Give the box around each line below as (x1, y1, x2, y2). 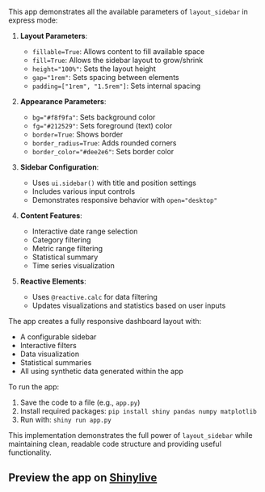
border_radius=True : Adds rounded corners (32, 138, 177, 148)
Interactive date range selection (32, 226, 138, 236)
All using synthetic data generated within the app (19, 367, 184, 376)
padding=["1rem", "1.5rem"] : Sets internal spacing (32, 81, 201, 90)
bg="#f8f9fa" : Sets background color (32, 112, 156, 122)
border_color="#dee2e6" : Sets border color (32, 147, 175, 156)
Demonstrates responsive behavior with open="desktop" (32, 196, 218, 204)
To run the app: (8, 382, 60, 391)
